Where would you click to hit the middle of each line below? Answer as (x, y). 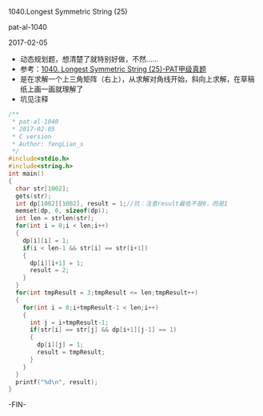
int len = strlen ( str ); (55, 218)
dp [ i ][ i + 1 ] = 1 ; (56, 263)
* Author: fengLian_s (48, 144)
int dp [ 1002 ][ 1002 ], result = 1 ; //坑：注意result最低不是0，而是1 (122, 203)
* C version (32, 136)
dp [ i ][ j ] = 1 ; (60, 345)
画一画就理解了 (59, 89)
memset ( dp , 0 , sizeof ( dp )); (62, 211)
